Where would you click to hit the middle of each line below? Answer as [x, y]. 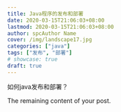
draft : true [24, 66]
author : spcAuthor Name [42, 33]
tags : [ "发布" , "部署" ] [40, 53]
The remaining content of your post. [59, 100]
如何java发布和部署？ [38, 86]
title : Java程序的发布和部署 [45, 14]
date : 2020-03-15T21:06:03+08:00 [56, 20]
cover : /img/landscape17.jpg [50, 40]
